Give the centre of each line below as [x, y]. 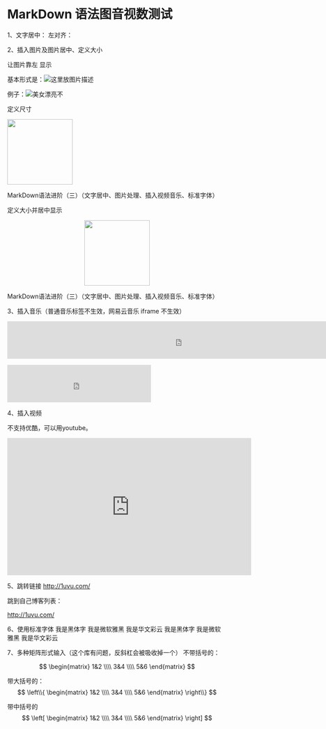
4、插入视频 [25, 413]
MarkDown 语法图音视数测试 [90, 14]
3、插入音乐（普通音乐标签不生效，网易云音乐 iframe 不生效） [96, 311]
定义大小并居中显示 [35, 210]
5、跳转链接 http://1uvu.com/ [49, 585]
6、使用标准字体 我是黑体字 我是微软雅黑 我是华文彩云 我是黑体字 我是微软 [114, 629]
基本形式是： [25, 79]
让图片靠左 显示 [30, 64]
